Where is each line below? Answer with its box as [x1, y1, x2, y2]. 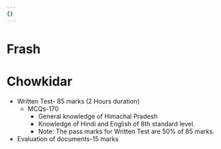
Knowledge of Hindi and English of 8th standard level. [38, 119, 195, 128]
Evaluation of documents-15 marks [16, 134, 119, 143]
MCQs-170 [27, 104, 59, 113]
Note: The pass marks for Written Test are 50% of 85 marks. [38, 127, 215, 136]
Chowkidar [6, 74, 72, 89]
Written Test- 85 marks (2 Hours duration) [16, 96, 140, 105]
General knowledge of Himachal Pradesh [38, 111, 158, 121]
